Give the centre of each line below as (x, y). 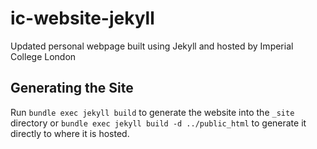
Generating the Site (72, 88)
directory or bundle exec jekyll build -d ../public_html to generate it (158, 123)
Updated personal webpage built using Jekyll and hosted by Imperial (152, 46)
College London (43, 56)
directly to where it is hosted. (70, 133)
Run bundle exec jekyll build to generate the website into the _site (152, 112)
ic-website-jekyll (82, 18)
